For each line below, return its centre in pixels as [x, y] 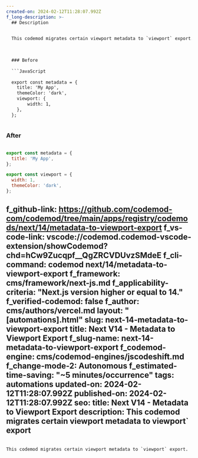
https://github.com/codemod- [115, 210]
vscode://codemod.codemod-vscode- [119, 237]
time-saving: [30, 375]
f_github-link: [32, 210]
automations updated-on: [54, 385]
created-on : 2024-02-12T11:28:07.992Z [54, 11]
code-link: [26, 237]
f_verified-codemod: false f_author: [73, 302]
